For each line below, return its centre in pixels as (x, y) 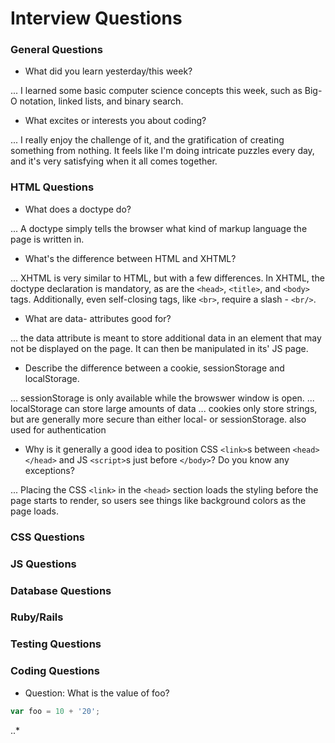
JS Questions (43, 564)
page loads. (35, 511)
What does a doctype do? (78, 209)
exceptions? (49, 470)
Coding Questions (55, 671)
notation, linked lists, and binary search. (101, 101)
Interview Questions (96, 18)
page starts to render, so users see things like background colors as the (158, 500)
